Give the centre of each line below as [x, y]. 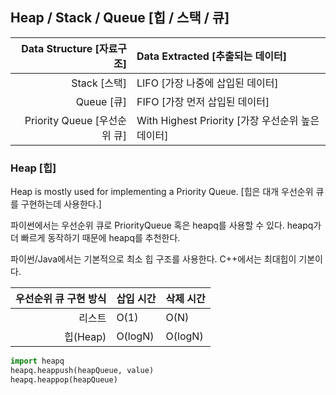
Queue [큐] [101, 101]
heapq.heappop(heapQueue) [64, 379]
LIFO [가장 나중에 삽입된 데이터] [207, 83]
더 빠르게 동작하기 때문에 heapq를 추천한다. [95, 238]
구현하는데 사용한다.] [61, 204]
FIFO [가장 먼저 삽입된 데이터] [203, 101]
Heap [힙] [33, 168]
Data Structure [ [60, 48]
